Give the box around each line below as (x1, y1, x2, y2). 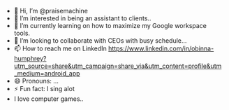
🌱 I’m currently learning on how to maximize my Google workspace (13, 22, 207, 29)
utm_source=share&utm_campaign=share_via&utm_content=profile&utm (13, 62, 222, 70)
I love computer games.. (13, 95, 84, 103)
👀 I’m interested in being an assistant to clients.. (13, 14, 152, 22)
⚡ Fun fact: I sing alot (13, 85, 75, 92)
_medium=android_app (13, 69, 80, 77)
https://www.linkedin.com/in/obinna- (108, 44, 214, 53)
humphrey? (13, 55, 47, 62)
